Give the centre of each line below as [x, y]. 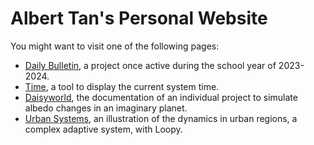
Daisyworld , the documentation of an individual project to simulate [161, 97]
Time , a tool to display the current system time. [122, 86]
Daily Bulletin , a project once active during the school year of [150, 65]
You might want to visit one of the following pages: [115, 46]
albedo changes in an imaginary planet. [106, 108]
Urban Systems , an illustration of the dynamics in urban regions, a [161, 118]
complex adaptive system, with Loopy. [103, 129]
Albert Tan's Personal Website [139, 18]
